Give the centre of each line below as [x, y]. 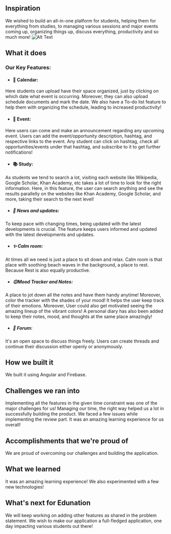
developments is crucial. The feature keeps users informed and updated [81, 229]
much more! [18, 37]
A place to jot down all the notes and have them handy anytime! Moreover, [83, 295]
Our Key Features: [28, 67]
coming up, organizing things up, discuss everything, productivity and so [82, 31]
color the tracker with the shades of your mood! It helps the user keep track [85, 300]
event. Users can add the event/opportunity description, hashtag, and [79, 136]
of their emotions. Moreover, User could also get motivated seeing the [79, 305]
